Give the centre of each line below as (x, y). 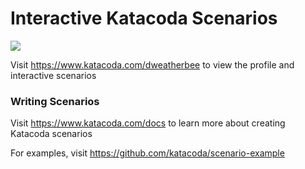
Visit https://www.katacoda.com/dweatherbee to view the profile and (152, 64)
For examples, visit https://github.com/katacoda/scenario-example (147, 153)
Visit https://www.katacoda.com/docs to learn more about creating (148, 123)
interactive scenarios (53, 75)
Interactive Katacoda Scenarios (144, 18)
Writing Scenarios (55, 101)
